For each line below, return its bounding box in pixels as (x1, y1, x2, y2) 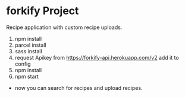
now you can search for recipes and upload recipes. (14, 84, 143, 91)
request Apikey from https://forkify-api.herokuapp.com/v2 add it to (14, 54, 180, 61)
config (14, 60, 31, 67)
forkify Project (6, 4, 79, 18)
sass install (14, 47, 43, 54)
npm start (14, 73, 39, 80)
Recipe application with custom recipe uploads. (6, 24, 123, 31)
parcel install (14, 41, 46, 48)
